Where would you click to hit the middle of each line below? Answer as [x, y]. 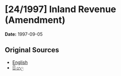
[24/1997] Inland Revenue [60, 9]
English [20, 62]
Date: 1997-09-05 [24, 34]
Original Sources [32, 50]
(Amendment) [35, 20]
